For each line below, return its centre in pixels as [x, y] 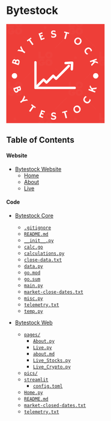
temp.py [33, 311]
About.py [44, 341]
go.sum [32, 279]
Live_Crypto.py [52, 367]
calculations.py [44, 253]
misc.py [33, 298]
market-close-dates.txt [54, 292]
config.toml [48, 386]
